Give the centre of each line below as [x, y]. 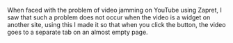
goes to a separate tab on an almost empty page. [78, 32]
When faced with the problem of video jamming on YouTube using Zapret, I [115, 10]
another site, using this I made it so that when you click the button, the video [116, 25]
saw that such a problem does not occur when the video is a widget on [109, 17]
